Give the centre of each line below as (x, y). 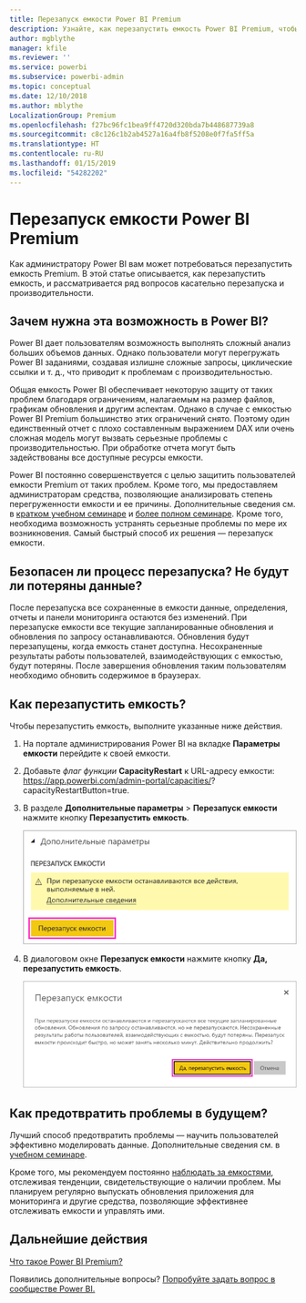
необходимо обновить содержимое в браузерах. (106, 676)
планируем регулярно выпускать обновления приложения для (132, 1192)
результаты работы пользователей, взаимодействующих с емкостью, (147, 657)
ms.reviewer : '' (40, 58)
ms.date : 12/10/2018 (49, 96)
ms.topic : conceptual (51, 87)
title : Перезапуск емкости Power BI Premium (95, 19)
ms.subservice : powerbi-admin (67, 77)
